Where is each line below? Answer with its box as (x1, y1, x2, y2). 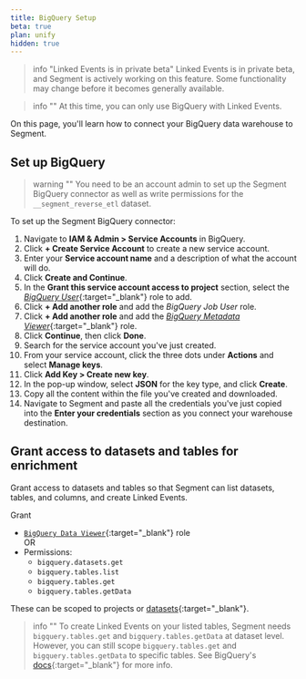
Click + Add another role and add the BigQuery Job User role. (23, 302, 258, 313)
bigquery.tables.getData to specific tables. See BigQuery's (32, 649, 257, 661)
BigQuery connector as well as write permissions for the (32, 189, 244, 200)
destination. (23, 417, 68, 428)
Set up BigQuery (10, 154, 106, 170)
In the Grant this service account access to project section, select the (23, 282, 290, 293)
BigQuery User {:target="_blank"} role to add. (23, 292, 192, 303)
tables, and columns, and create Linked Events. (10, 491, 188, 502)
